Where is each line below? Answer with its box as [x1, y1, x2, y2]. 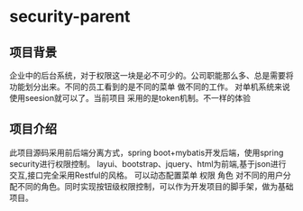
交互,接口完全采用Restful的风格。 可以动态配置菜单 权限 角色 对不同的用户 [9, 170, 284, 180]
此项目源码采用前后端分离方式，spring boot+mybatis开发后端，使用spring [9, 147, 284, 158]
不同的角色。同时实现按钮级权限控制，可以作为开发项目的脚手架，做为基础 [16, 180, 294, 191]
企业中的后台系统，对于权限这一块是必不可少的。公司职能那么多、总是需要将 [9, 70, 294, 80]
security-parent [9, 6, 131, 27]
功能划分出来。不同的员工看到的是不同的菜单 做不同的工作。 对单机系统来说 [9, 81, 290, 92]
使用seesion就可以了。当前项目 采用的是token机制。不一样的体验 [9, 93, 251, 103]
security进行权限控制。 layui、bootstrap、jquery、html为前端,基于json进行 [9, 158, 287, 169]
